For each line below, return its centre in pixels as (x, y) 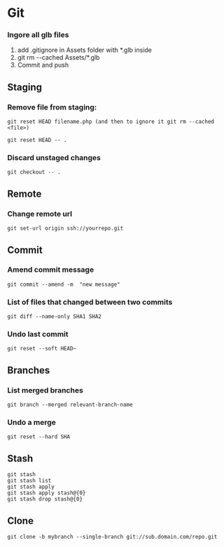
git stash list (29, 481)
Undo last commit (38, 334)
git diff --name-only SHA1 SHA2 (54, 317)
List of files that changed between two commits (90, 302)
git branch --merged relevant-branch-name (70, 405)
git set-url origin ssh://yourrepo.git (65, 229)
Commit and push (43, 65)
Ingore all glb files (38, 35)
